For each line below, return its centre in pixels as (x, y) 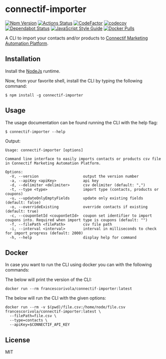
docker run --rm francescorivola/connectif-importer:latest (69, 289)
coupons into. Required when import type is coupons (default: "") (77, 220)
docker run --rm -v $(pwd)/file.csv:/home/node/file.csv (65, 307)
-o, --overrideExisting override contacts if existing (79, 207)
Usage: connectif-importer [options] (44, 150)
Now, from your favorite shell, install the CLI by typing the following (74, 80)
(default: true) (22, 211)
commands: (17, 270)
